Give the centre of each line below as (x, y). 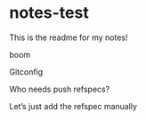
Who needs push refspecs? (60, 89)
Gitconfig (26, 72)
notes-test (49, 13)
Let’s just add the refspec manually (73, 106)
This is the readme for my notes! (69, 37)
